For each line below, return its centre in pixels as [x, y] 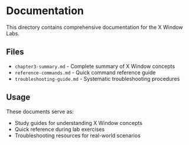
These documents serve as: [40, 111]
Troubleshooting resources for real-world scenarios [77, 135]
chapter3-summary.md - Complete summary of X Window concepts [95, 66]
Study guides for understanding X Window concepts [79, 123]
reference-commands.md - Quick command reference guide [85, 72]
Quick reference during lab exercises [60, 129]
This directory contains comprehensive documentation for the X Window [94, 27]
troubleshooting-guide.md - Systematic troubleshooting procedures [97, 78]
